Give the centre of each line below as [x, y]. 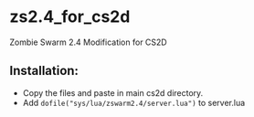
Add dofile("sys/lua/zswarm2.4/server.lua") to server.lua [134, 102]
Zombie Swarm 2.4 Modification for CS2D [88, 42]
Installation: [44, 71]
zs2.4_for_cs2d [70, 17]
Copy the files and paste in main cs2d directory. [113, 92]
